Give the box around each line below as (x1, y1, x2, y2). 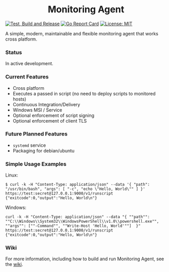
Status (5, 49, 22, 56)
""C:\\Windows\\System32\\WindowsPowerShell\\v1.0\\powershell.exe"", (5, 219, 159, 224)
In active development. (5, 61, 54, 67)
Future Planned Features (5, 130, 68, 138)
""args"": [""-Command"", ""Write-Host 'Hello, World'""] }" (5, 223, 141, 229)
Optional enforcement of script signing (12, 112, 95, 119)
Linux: (5, 172, 18, 178)
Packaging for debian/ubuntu (12, 147, 75, 153)
